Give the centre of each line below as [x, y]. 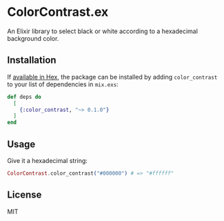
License [24, 195]
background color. [33, 38]
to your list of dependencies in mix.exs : [63, 84]
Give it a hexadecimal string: [48, 160]
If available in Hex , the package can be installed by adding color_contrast [112, 77]
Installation [32, 60]
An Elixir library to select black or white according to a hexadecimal [103, 31]
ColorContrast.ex [58, 12]
